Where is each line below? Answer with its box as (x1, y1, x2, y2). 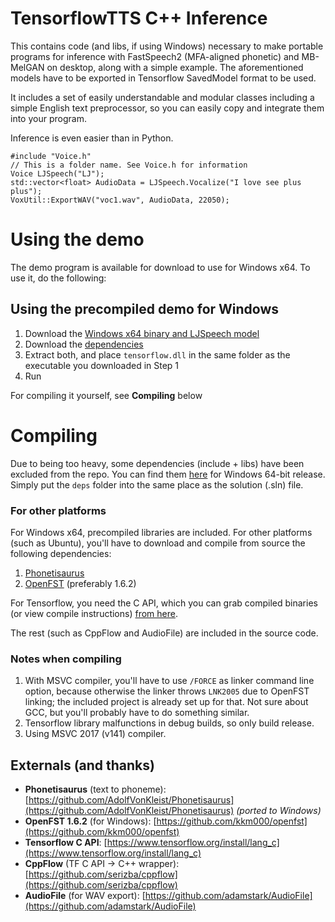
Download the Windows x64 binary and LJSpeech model (24, 327, 260, 339)
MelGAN (10, 61, 45, 73)
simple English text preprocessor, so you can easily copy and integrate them (10, 102, 325, 114)
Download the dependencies (24, 338, 144, 350)
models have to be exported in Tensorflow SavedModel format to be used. (10, 72, 317, 84)
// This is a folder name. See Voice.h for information (10, 160, 248, 170)
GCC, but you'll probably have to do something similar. (24, 707, 250, 719)
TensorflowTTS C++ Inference (10, 7, 268, 30)
